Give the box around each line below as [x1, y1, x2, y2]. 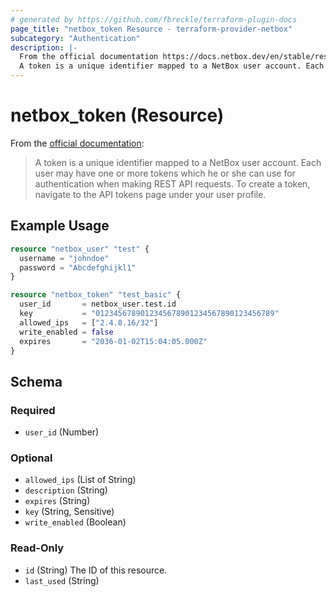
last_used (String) [24, 574, 100, 586]
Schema [10, 373, 63, 390]
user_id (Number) [24, 426, 100, 438]
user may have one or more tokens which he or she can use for [34, 167, 296, 179]
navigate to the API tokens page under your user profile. [34, 188, 267, 200]
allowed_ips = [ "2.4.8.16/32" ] [19, 317, 159, 328]
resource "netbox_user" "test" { [10, 244, 150, 254]
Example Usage [10, 217, 110, 235]
